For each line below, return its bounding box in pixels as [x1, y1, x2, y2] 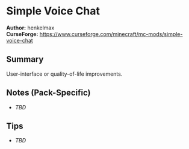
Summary [6, 54, 44, 64]
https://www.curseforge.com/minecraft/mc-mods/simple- [39, 30, 183, 37]
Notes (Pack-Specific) [6, 88, 91, 98]
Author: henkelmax [6, 24, 55, 31]
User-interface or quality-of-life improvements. [6, 70, 123, 78]
